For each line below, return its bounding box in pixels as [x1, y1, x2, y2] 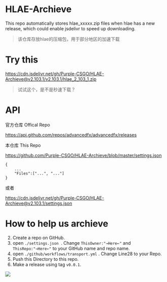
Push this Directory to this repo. [12, 256, 79, 262]
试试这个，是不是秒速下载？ [17, 86, 76, 92]
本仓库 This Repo [5, 142, 41, 148]
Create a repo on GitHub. [12, 235, 65, 241]
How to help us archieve [5, 218, 109, 229]
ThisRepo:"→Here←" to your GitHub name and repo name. [12, 245, 130, 251]
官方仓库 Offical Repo [5, 122, 51, 128]
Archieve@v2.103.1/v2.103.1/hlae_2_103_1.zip [5, 76, 97, 82]
